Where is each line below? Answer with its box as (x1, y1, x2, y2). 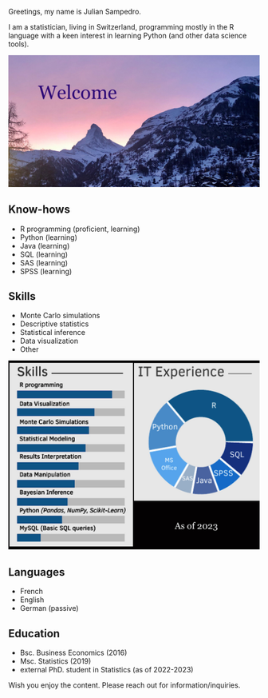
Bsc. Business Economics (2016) (19, 648, 128, 658)
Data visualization (19, 336, 79, 346)
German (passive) (19, 604, 79, 613)
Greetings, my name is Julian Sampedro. (8, 7, 142, 16)
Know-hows (8, 203, 70, 217)
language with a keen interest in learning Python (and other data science (8, 31, 247, 40)
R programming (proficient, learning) (19, 224, 140, 233)
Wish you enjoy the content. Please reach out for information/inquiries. (8, 680, 241, 690)
